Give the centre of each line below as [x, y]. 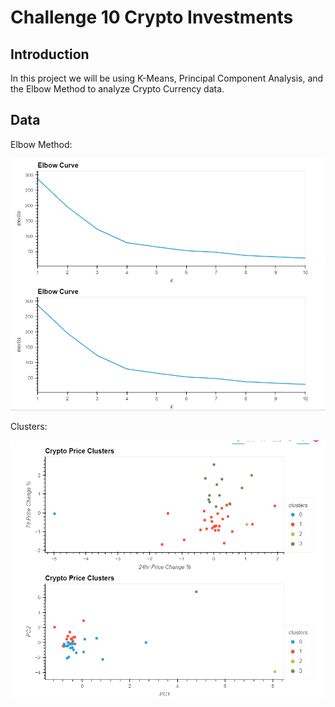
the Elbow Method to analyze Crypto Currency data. [117, 89]
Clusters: [29, 427]
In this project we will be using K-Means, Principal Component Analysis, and [167, 78]
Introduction [50, 54]
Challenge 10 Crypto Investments [152, 17]
